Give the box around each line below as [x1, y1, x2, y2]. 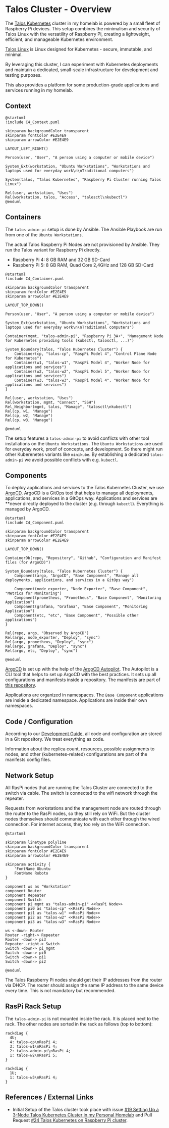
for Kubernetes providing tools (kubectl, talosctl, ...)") [5, 338, 135, 343]
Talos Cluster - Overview [5, 4, 112, 15]
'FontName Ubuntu [14, 866, 51, 871]
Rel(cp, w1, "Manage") [5, 408, 53, 414]
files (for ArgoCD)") [5, 560, 51, 565]
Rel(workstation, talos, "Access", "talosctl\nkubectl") [5, 194, 128, 200]
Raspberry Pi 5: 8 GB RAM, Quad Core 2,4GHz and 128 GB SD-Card [12, 262, 154, 268]
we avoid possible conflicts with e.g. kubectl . [24, 456, 119, 463]
